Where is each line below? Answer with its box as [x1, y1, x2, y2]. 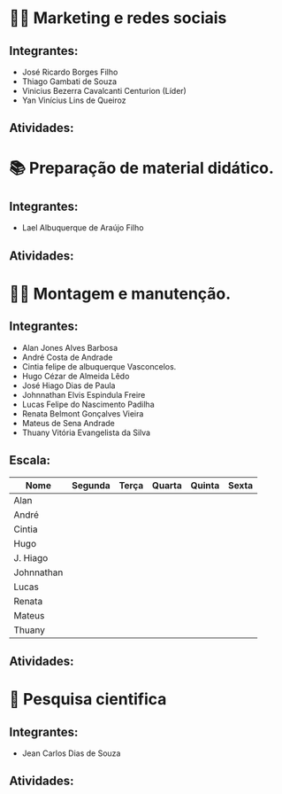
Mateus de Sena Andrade [21, 417, 115, 428]
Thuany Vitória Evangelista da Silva [21, 427, 151, 438]
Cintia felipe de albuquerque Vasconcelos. [21, 361, 177, 371]
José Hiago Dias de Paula [21, 380, 116, 391]
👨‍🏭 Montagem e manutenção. [9, 284, 232, 304]
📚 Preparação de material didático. [9, 158, 274, 178]
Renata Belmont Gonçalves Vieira [21, 408, 144, 419]
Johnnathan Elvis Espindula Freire [21, 389, 146, 400]
